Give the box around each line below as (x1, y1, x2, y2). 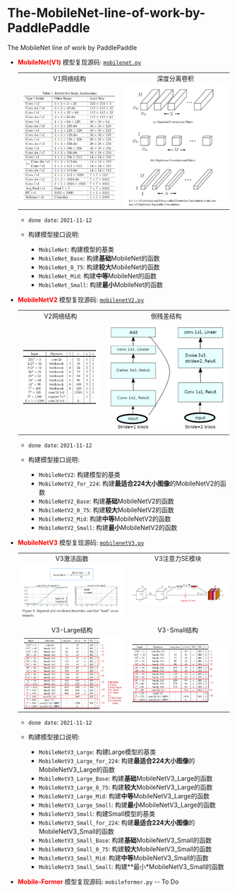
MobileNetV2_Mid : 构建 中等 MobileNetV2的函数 (38, 514, 171, 523)
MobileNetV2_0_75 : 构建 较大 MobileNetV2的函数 (38, 505, 174, 514)
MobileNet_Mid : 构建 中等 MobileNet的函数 (38, 272, 157, 280)
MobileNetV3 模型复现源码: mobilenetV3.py (17, 538, 145, 547)
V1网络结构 (52, 74, 87, 83)
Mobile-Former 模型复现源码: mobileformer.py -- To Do (17, 877, 179, 886)
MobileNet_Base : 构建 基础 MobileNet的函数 (38, 254, 160, 263)
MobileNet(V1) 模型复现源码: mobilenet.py (17, 58, 142, 66)
